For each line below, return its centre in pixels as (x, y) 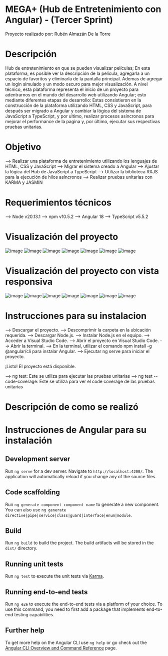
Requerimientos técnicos (58, 202)
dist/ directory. (21, 548)
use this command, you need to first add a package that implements (75, 609)
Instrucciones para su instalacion (76, 316)
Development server (38, 459)
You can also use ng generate (36, 510)
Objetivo (23, 147)
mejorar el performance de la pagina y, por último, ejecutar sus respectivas (82, 121)
